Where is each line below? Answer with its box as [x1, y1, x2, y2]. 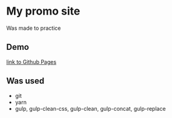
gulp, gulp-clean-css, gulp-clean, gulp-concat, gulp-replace [15, 105, 166, 112]
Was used [6, 76, 45, 86]
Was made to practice [6, 24, 61, 32]
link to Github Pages [6, 58, 56, 65]
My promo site [6, 4, 81, 18]
